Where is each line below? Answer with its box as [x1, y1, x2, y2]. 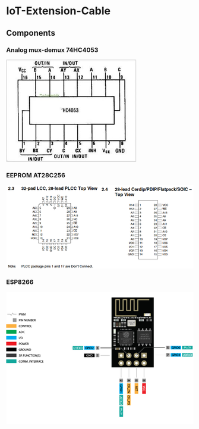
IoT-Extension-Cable [6, 4, 111, 18]
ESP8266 [6, 278, 34, 286]
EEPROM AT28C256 [6, 171, 65, 179]
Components [6, 28, 55, 38]
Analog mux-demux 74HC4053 [6, 46, 99, 54]
